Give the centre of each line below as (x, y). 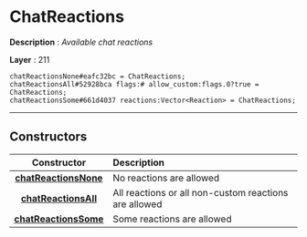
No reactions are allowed (166, 178)
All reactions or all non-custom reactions (201, 192)
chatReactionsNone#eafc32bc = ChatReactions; (97, 76)
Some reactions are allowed (172, 219)
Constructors (48, 137)
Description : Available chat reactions (81, 42)
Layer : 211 (30, 59)
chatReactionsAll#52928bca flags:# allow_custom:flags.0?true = (134, 84)
